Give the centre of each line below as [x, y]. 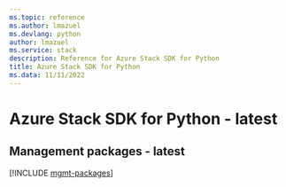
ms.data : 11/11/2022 [47, 75]
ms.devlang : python [45, 34]
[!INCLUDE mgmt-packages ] [61, 173]
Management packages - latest [97, 152]
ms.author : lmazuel [45, 26]
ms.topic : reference [47, 17]
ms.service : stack [43, 51]
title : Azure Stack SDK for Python [75, 67]
